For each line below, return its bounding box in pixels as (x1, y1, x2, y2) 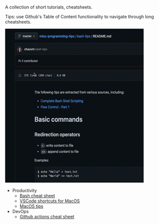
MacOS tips (19, 203, 43, 209)
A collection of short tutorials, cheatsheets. (5, 4, 93, 10)
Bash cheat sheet (19, 193, 55, 198)
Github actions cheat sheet (19, 214, 75, 220)
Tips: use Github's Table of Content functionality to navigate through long (5, 14, 154, 19)
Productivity (12, 188, 37, 193)
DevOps (12, 209, 29, 214)
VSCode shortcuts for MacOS (19, 198, 80, 204)
